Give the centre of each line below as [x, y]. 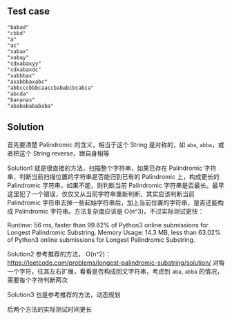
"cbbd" [17, 33]
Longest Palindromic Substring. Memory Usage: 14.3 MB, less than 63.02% [114, 232]
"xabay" [18, 57]
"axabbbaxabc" [28, 82]
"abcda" [18, 94]
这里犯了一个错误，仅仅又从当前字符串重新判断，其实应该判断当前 [101, 194]
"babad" [18, 27]
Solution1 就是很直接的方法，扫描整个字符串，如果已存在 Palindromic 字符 [112, 168]
